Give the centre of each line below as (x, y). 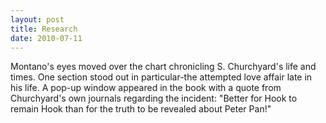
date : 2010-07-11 (46, 38)
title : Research (44, 29)
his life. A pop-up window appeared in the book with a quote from (146, 88)
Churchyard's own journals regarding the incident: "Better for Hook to (154, 98)
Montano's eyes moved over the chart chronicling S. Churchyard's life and (163, 67)
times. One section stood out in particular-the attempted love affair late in (161, 77)
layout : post (37, 19)
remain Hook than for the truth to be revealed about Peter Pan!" (141, 109)
